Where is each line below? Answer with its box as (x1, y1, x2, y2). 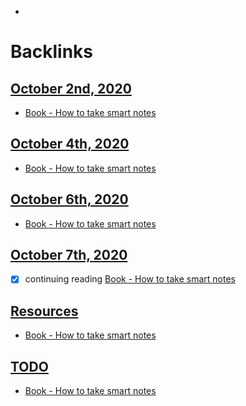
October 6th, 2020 (10, 191, 129, 208)
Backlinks (10, 41, 94, 63)
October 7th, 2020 (10, 247, 128, 264)
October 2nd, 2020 (10, 80, 132, 97)
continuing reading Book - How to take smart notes (24, 273, 236, 285)
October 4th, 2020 (10, 136, 130, 153)
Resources (10, 302, 79, 320)
